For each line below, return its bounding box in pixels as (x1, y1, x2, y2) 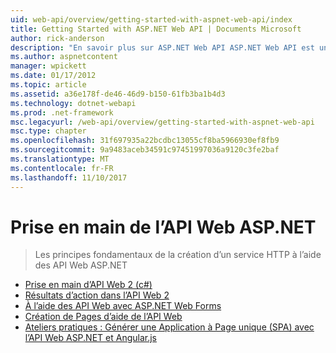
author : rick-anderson (10, 33, 105, 43)
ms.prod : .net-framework (10, 107, 114, 118)
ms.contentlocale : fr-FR (10, 163, 114, 173)
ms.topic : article (10, 80, 87, 90)
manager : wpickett (10, 61, 87, 71)
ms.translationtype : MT (10, 154, 110, 164)
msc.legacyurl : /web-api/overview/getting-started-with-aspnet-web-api (10, 117, 315, 127)
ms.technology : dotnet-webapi (10, 98, 137, 108)
